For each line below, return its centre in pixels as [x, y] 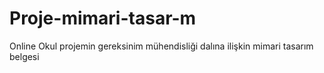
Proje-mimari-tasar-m [103, 18]
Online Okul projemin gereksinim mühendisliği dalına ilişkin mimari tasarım [161, 46]
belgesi [24, 56]
